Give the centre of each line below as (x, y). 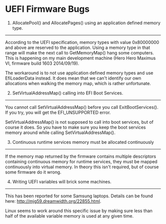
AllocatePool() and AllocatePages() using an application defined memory (86, 23)
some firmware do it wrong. (33, 172)
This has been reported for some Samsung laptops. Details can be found (79, 196)
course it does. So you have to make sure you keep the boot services (76, 127)
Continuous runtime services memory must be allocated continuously (83, 142)
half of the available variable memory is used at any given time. (69, 216)
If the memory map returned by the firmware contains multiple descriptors (81, 156)
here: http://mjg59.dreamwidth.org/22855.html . (53, 201)
